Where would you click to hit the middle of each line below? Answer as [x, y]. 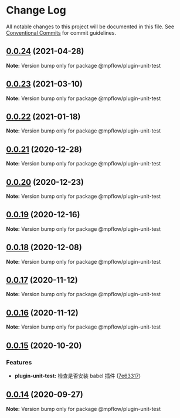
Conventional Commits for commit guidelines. [61, 32]
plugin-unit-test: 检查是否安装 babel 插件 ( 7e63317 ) [78, 376]
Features [19, 362]
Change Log [36, 10]
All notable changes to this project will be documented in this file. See [90, 26]
